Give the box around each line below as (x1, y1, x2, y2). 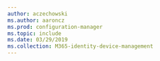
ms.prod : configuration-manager (7, 23, 103, 30)
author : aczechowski (7, 10, 69, 18)
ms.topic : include (7, 29, 62, 37)
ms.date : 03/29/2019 (7, 36, 69, 43)
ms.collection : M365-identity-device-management (7, 43, 154, 50)
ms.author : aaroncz (7, 17, 65, 24)
